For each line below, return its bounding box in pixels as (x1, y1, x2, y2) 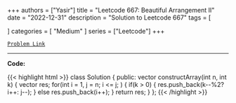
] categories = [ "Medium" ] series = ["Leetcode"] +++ (7, 27, 165, 35)
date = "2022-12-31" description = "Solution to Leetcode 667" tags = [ (7, 13, 211, 22)
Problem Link (7, 41, 46, 48)
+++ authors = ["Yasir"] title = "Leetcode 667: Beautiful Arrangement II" (7, 6, 215, 14)
